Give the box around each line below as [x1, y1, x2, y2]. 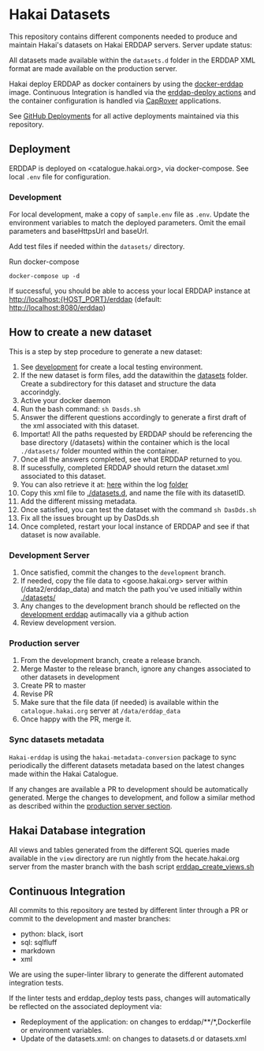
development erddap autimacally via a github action [20, 610, 189, 620]
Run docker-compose [9, 257, 80, 266]
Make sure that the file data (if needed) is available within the [20, 698, 219, 707]
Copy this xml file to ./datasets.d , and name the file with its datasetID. [20, 488, 246, 497]
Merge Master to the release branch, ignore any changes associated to [20, 664, 251, 673]
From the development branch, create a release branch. [20, 656, 202, 665]
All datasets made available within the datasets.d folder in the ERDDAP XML [9, 55, 256, 65]
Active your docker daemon [20, 395, 111, 405]
